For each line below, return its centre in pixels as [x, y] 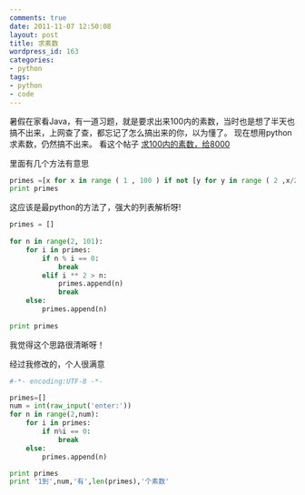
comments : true [38, 18]
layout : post [34, 35]
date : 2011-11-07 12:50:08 [60, 26]
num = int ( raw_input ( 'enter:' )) [70, 406]
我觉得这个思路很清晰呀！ [57, 344]
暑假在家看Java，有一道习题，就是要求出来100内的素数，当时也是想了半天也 [152, 121]
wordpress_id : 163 [44, 52]
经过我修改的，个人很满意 [57, 364]
